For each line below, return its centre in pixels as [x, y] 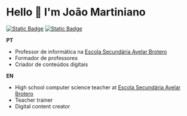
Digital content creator [42, 106]
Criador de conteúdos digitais [51, 64]
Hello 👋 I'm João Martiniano [76, 12]
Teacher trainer [34, 100]
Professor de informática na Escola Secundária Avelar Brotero [91, 51]
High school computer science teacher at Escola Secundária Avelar [98, 87]
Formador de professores [46, 58]
